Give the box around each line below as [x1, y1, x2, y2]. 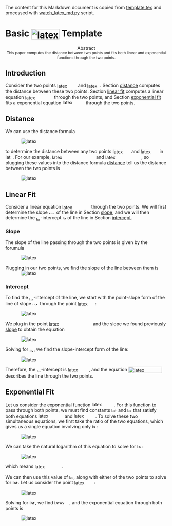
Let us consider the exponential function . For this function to [5, 402, 157, 408]
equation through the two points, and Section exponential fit [5, 93, 161, 100]
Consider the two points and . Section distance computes [5, 82, 161, 89]
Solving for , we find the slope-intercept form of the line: [5, 346, 129, 352]
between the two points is [5, 165, 60, 172]
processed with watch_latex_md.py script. [5, 10, 94, 16]
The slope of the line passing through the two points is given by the [5, 239, 148, 246]
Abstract [77, 45, 95, 51]
